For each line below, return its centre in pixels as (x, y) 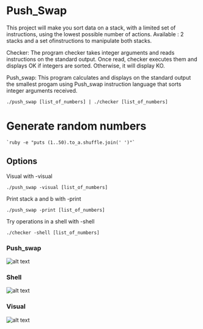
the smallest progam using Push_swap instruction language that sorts (94, 84)
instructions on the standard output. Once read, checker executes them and (102, 59)
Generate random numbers (76, 126)
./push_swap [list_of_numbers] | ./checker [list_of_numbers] (87, 102)
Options (22, 161)
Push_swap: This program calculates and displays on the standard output (99, 77)
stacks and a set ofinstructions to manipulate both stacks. (79, 41)
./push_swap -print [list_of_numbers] (56, 210)
